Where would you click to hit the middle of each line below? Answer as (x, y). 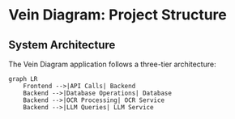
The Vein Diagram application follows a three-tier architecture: (112, 64)
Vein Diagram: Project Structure (117, 15)
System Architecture (62, 45)
